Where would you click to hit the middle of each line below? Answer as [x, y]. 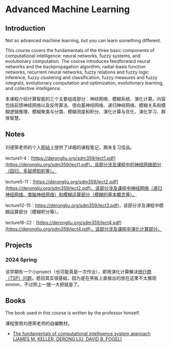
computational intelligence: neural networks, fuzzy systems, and [73, 56]
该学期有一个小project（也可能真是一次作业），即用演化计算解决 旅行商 [78, 271]
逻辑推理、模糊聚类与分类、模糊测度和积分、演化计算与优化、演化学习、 [85, 111]
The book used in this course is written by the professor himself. [73, 313]
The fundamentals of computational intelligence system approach [82, 334]
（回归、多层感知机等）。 [31, 171]
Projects [19, 245]
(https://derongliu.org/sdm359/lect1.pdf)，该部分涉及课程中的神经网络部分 [83, 164]
